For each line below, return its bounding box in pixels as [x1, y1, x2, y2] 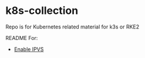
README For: [5, 34, 38, 41]
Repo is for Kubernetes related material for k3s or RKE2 [5, 23, 140, 30]
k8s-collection [5, 4, 79, 17]
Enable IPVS [14, 45, 44, 53]
